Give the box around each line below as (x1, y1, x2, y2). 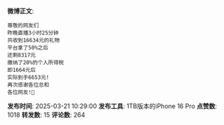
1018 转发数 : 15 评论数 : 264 (7, 111, 86, 119)
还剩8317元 (7, 52, 37, 59)
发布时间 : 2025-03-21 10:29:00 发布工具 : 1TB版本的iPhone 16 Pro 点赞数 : (7, 102, 218, 110)
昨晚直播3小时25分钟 (7, 29, 59, 36)
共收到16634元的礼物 (7, 37, 60, 44)
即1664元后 (7, 66, 37, 73)
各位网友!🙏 (7, 89, 35, 96)
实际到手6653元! (7, 74, 50, 81)
